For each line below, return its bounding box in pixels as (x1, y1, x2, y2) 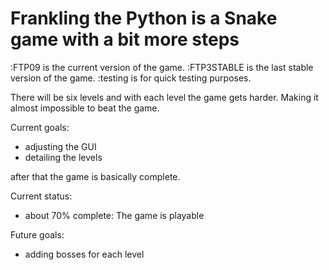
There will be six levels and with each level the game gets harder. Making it (10, 91, 319, 103)
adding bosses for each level (24, 248, 145, 260)
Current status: (10, 190, 73, 202)
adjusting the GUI (24, 140, 97, 152)
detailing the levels (24, 151, 103, 163)
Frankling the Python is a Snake (10, 7, 278, 30)
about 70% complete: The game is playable (24, 209, 205, 221)
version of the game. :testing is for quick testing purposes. (10, 72, 252, 84)
